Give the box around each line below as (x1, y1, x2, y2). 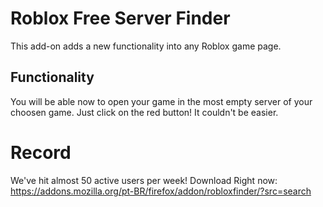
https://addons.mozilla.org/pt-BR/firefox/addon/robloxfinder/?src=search (10, 185, 312, 197)
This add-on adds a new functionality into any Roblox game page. (10, 40, 282, 52)
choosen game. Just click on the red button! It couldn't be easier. (10, 106, 279, 118)
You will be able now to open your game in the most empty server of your (10, 95, 313, 107)
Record (10, 141, 72, 164)
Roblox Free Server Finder (10, 7, 231, 30)
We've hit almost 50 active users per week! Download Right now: (10, 174, 278, 186)
